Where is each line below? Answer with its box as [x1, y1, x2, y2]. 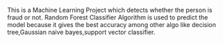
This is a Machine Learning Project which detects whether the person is [7, 6, 213, 14]
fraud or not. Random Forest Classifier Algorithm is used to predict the [7, 13, 208, 21]
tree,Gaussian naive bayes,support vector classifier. [7, 28, 156, 36]
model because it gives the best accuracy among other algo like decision [7, 21, 217, 28]
